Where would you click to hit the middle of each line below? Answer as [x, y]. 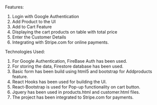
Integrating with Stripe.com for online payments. [61, 42]
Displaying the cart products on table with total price [65, 32]
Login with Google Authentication [45, 16]
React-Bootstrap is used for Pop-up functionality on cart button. [76, 87]
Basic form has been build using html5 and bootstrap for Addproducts [82, 71]
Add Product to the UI [34, 22]
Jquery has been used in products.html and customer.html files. [76, 92]
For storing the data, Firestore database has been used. [68, 66]
